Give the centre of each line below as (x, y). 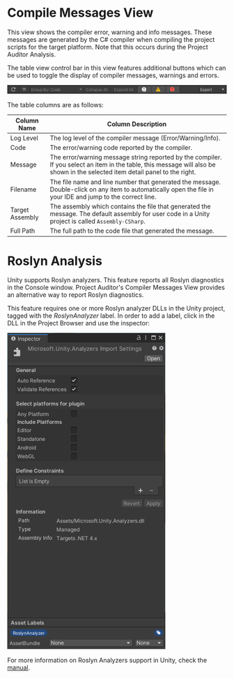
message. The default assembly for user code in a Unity (130, 213)
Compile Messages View (80, 13)
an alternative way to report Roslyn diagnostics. (76, 295)
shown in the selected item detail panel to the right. (123, 172)
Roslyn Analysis (55, 261)
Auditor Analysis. (32, 54)
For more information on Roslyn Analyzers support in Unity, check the (107, 661)
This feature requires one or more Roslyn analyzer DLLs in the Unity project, (116, 309)
